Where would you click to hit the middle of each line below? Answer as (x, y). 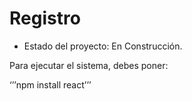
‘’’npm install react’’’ (50, 84)
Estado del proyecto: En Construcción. (103, 46)
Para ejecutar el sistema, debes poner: (89, 65)
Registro (45, 18)
